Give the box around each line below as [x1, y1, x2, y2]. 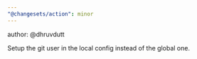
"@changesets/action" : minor [7, 10, 94, 18]
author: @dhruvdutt [7, 30, 65, 38]
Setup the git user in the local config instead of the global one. [7, 43, 191, 52]
